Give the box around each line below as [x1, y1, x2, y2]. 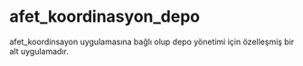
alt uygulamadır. [9, 45, 70, 56]
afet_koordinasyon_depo [9, 6, 201, 27]
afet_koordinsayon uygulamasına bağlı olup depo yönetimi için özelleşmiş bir [9, 36, 295, 47]
